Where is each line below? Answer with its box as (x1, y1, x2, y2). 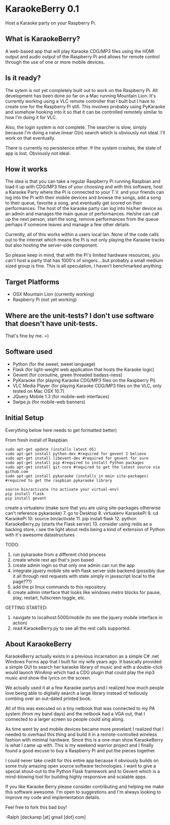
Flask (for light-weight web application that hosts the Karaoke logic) (12, 366, 155, 372)
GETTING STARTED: (5, 604, 48, 610)
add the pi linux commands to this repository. (12, 583, 108, 590)
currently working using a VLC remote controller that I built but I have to (5, 98, 155, 104)
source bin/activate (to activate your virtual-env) (5, 487, 119, 492)
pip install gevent (5, 495, 47, 501)
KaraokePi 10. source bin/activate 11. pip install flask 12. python (5, 515, 137, 521)
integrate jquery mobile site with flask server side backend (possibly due (12, 568, 165, 574)
